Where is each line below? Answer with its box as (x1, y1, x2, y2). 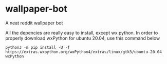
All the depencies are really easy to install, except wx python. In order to (5, 29, 158, 36)
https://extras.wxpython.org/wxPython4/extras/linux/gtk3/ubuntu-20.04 (5, 49, 162, 54)
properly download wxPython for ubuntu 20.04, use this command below (5, 35, 160, 41)
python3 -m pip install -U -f (5, 45, 70, 50)
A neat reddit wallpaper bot (5, 20, 63, 26)
